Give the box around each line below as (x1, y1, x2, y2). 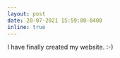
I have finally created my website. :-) (7, 43, 114, 52)
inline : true (7, 23, 46, 30)
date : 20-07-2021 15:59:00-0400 (7, 17, 102, 24)
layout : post (7, 10, 46, 18)
